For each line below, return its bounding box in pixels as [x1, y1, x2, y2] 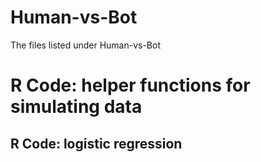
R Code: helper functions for [10, 74, 251, 97]
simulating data [10, 96, 143, 118]
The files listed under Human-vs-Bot [10, 39, 161, 51]
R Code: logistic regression [10, 135, 183, 152]
